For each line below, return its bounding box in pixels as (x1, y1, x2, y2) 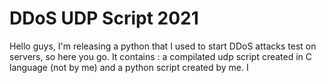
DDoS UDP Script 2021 (9, 7, 199, 30)
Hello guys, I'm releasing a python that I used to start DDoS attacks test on (9, 40, 317, 52)
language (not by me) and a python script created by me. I (9, 61, 249, 73)
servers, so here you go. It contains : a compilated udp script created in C (9, 50, 313, 62)
